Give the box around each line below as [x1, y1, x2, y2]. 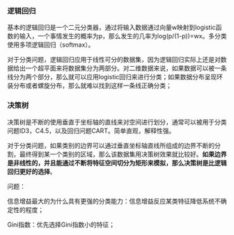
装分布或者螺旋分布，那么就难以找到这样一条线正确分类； [7, 81, 172, 90]
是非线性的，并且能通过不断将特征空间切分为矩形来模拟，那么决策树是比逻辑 [7, 159, 227, 167]
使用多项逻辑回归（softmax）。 [7, 40, 95, 49]
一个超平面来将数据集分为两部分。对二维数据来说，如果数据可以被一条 [25, 64, 227, 72]
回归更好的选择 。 [7, 167, 56, 175]
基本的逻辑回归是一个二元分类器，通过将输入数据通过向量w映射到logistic [7, 23, 216, 32]
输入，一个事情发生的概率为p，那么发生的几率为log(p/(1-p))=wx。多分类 [19, 32, 227, 40]
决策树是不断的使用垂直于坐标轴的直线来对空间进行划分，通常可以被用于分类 [7, 117, 227, 126]
